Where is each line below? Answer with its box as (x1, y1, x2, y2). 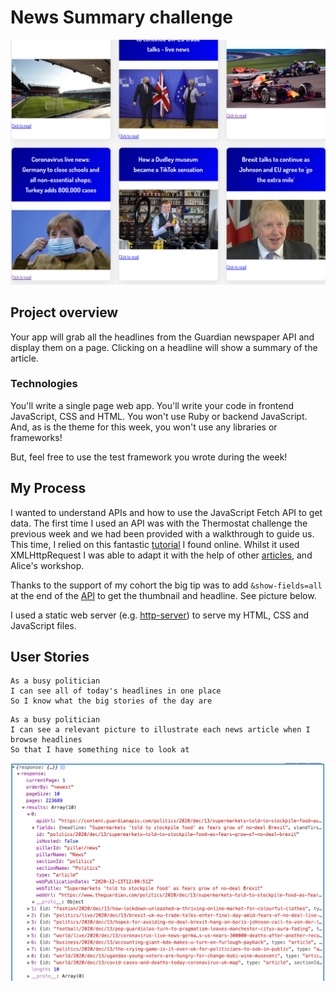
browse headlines (10, 735, 83, 745)
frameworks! (10, 431, 63, 443)
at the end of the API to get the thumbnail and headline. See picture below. (10, 589, 317, 601)
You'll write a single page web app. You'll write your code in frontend (10, 399, 295, 411)
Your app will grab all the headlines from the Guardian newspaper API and (10, 331, 315, 343)
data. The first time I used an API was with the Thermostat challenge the (10, 517, 308, 529)
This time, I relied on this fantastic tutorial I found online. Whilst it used (10, 538, 300, 550)
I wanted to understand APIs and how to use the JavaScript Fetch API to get (10, 506, 323, 518)
